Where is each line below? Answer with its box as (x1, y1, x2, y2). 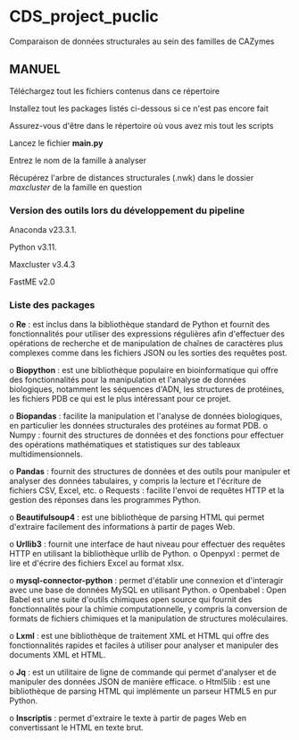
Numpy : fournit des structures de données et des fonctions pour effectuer (9, 430, 284, 440)
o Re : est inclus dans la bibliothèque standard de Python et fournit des (9, 319, 270, 330)
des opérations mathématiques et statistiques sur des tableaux (9, 439, 241, 450)
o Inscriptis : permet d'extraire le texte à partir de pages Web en (9, 713, 247, 724)
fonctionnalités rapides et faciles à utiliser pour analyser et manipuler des (9, 640, 279, 651)
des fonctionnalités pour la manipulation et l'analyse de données (9, 374, 247, 386)
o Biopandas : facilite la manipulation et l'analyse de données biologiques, (9, 411, 283, 421)
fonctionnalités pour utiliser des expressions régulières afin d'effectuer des (9, 328, 286, 339)
